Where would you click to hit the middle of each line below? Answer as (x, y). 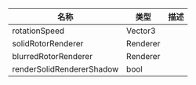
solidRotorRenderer (48, 44)
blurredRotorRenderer (52, 56)
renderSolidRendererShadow (65, 69)
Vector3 (141, 31)
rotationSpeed (38, 31)
